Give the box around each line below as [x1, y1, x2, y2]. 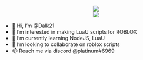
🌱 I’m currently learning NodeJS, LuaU [11, 35, 105, 41]
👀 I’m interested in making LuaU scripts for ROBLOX [11, 29, 137, 35]
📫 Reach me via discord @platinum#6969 [11, 47, 115, 54]
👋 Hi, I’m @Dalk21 [11, 22, 55, 29]
